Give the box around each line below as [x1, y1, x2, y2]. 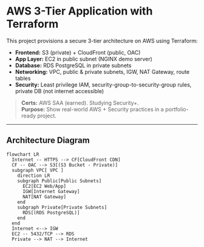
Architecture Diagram [6, 135, 90, 146]
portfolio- [165, 105, 189, 113]
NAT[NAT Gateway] [22, 194, 67, 200]
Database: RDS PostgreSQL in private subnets [15, 62, 132, 69]
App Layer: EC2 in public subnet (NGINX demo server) [15, 55, 153, 62]
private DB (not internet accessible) [15, 87, 104, 94]
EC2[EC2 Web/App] [22, 183, 67, 189]
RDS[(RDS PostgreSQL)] [22, 209, 80, 216]
